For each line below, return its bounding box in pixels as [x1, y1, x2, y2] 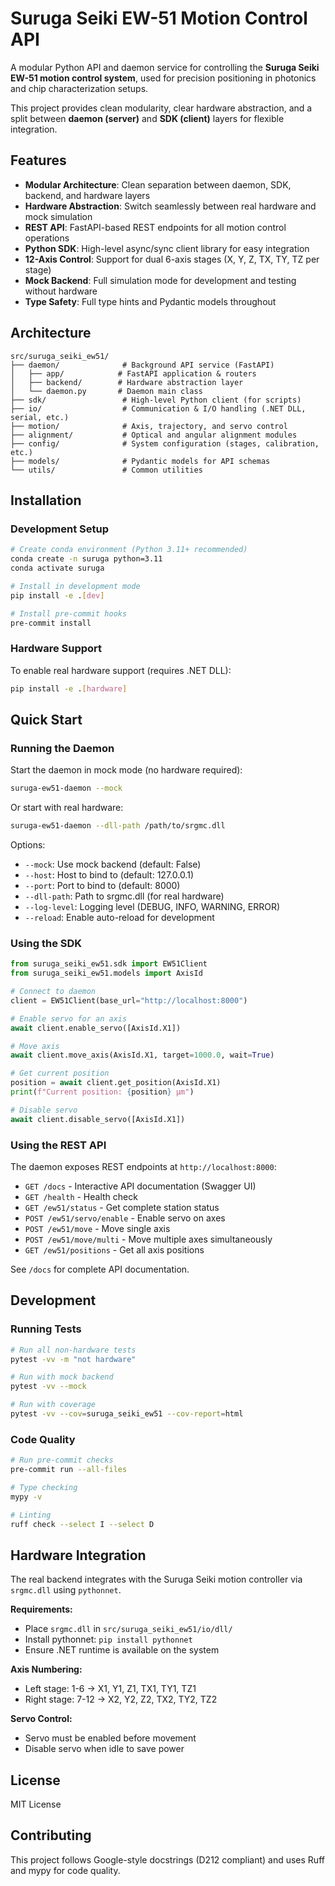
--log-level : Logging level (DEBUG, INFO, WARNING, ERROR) [24, 900, 280, 912]
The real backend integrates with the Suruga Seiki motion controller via [10, 1573, 303, 1586]
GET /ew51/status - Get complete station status [24, 1201, 220, 1213]
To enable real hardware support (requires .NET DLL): [10, 664, 232, 676]
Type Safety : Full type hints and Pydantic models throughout [24, 295, 277, 307]
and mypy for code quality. [10, 1864, 121, 1876]
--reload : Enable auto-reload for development [24, 911, 215, 923]
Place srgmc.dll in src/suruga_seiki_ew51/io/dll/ [24, 1623, 233, 1635]
